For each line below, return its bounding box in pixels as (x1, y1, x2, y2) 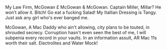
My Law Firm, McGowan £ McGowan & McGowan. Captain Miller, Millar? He (5, 4, 161, 10)
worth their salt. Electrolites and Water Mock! (5, 40, 98, 46)
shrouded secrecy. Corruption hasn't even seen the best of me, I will (5, 30, 146, 35)
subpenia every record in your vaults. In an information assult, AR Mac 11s (5, 35, 157, 41)
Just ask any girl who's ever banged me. (5, 15, 89, 20)
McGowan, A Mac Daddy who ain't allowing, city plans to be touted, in (5, 24, 150, 30)
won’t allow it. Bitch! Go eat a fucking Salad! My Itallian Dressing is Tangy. (5, 9, 157, 15)
